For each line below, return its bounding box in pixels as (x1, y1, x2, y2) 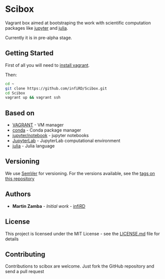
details (5, 236, 19, 242)
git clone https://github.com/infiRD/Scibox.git (5, 86, 107, 91)
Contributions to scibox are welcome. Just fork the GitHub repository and (5, 263, 155, 269)
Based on (5, 109, 35, 117)
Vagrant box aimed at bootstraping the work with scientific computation (5, 20, 151, 26)
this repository (5, 176, 35, 182)
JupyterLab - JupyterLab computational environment (12, 138, 121, 144)
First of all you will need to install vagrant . (5, 62, 90, 68)
